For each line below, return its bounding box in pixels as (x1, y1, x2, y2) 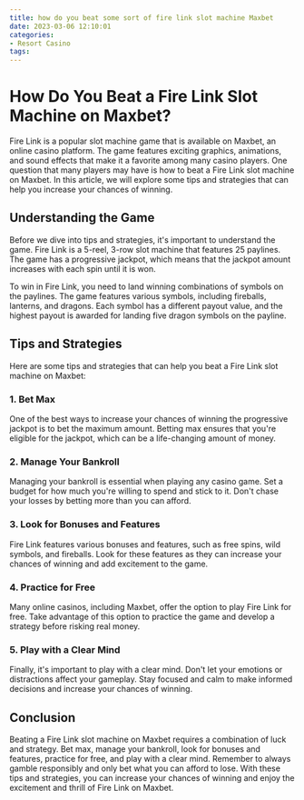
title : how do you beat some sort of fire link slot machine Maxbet (9, 13, 274, 23)
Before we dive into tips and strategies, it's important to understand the (9, 234, 276, 245)
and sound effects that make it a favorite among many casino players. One (9, 155, 288, 166)
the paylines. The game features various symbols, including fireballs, (9, 290, 267, 301)
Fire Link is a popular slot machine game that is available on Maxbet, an (9, 135, 277, 146)
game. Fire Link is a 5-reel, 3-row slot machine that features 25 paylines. (9, 244, 281, 255)
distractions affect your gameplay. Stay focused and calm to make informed (9, 674, 293, 685)
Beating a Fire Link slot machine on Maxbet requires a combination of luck (9, 734, 287, 745)
